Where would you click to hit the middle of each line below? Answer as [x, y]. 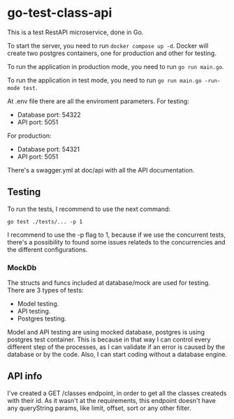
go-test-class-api [60, 13]
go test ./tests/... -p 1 [45, 221]
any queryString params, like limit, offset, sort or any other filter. [99, 408]
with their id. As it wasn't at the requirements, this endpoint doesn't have [112, 400]
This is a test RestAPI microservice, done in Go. [75, 32]
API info [25, 376]
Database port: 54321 [49, 149]
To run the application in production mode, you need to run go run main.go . [116, 66]
